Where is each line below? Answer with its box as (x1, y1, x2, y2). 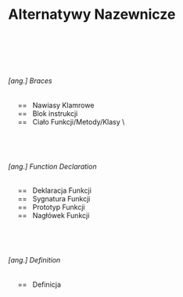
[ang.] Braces (8, 76, 52, 85)
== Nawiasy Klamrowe (17, 100, 95, 110)
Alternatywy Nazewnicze (8, 5, 176, 24)
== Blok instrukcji (17, 108, 78, 118)
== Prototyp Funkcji (17, 202, 85, 212)
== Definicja (17, 280, 61, 289)
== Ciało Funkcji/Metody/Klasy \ (17, 117, 125, 126)
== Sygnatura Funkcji (17, 194, 91, 204)
